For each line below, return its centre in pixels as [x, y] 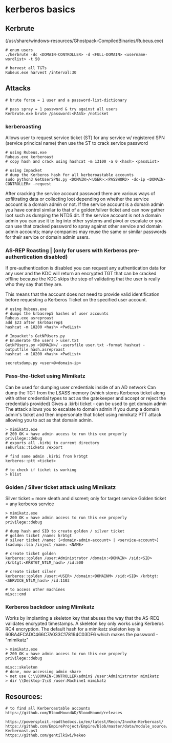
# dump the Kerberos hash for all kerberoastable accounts [70, 175]
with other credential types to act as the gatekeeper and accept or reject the [86, 398]
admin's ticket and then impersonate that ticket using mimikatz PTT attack [83, 414]
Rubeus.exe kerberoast [29, 157]
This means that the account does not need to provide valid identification [82, 294]
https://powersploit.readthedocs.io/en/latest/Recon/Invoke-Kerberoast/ [84, 722]
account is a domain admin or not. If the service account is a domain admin [84, 204]
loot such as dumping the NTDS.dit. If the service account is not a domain [83, 215]
